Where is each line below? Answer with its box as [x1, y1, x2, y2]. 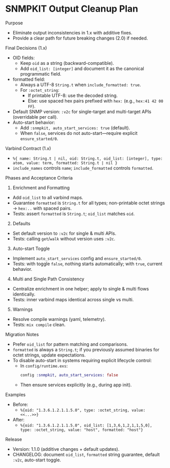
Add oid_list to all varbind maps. [12, 194, 84, 200]
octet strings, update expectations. [12, 352, 86, 358]
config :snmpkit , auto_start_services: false [20, 372, 118, 378]
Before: [12, 401, 28, 407]
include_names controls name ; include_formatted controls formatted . [12, 165, 154, 171]
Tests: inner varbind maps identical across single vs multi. [12, 296, 134, 302]
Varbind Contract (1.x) [5, 145, 51, 151]
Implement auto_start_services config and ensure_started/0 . [12, 255, 142, 261]
